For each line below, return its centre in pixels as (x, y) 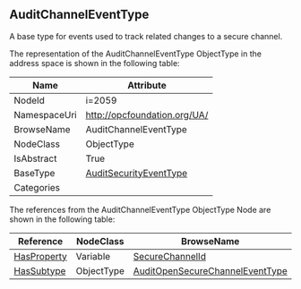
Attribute (147, 85)
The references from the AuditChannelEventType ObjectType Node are (140, 209)
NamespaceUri (46, 115)
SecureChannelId (169, 256)
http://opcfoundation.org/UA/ (147, 115)
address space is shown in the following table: (95, 63)
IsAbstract (35, 158)
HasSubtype (40, 270)
